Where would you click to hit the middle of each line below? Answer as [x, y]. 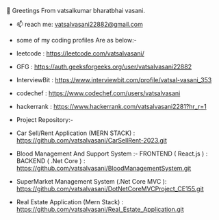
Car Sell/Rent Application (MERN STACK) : [76, 133]
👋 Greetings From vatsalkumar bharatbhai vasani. [76, 11]
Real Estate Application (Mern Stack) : [70, 202]
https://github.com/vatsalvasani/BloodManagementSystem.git [104, 168]
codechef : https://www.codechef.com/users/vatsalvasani [98, 93]
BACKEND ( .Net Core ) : [51, 161]
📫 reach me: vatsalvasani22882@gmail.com [79, 24]
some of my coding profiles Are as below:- [77, 40]
